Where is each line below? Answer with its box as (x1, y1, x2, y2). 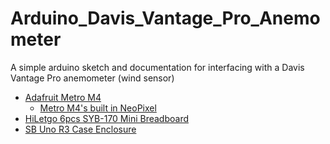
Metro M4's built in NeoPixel (39, 102, 157, 114)
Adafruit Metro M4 (24, 91, 102, 103)
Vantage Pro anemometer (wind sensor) (10, 72, 175, 84)
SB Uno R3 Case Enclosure (24, 123, 137, 135)
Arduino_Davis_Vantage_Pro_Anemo (10, 7, 321, 30)
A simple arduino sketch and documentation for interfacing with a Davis (10, 61, 305, 73)
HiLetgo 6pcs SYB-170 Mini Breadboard (24, 112, 190, 124)
